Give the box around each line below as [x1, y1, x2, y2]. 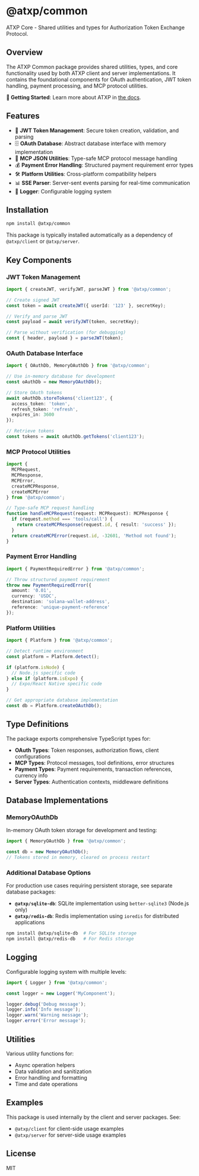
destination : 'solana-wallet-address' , [11, 599, 110, 605]
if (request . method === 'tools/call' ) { [11, 516, 113, 522]
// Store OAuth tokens [6, 390, 62, 396]
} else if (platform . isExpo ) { [6, 675, 84, 682]
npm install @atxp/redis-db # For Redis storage [6, 936, 134, 942]
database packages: [6, 888, 56, 896]
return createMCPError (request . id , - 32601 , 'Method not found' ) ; [11, 532, 177, 539]
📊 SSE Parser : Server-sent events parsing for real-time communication [14, 179, 190, 186]
